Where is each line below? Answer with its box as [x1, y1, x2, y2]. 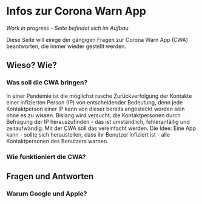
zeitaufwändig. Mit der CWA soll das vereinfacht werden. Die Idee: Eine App [6, 124, 196, 132]
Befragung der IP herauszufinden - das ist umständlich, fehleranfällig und [6, 118, 190, 125]
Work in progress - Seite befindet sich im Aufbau [6, 24, 129, 32]
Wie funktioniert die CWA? [6, 152, 86, 161]
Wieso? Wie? [6, 60, 58, 70]
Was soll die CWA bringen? [6, 78, 88, 87]
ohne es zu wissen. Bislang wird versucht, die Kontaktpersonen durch [6, 111, 181, 119]
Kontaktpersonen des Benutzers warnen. [6, 137, 109, 144]
